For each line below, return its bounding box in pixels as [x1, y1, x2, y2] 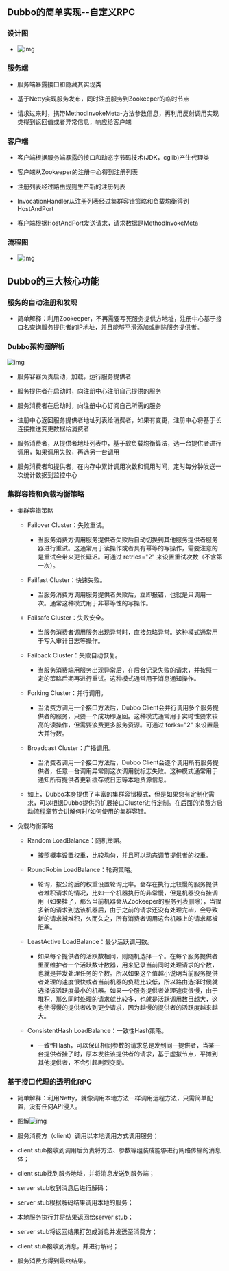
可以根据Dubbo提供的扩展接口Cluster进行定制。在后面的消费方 [39, 798, 217, 807]
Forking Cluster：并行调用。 [27, 688, 108, 697]
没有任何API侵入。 [29, 1102, 82, 1111]
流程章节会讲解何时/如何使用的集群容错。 [33, 807, 150, 815]
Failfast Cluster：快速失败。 [27, 575, 106, 584]
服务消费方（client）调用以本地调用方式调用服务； [16, 1132, 159, 1140]
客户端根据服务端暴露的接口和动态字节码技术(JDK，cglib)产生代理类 [16, 154, 210, 162]
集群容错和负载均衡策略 [7, 489, 84, 499]
